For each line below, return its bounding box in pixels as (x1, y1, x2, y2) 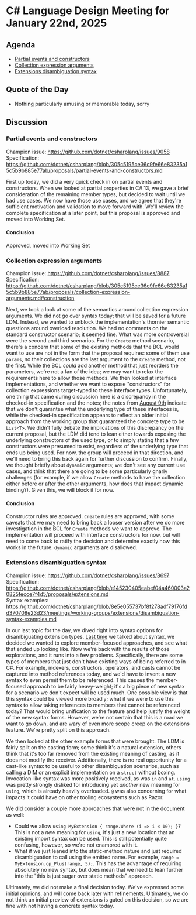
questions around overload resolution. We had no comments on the (6, 325, 168, 331)
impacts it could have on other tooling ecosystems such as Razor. (6, 793, 164, 800)
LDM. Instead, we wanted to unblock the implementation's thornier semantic (6, 318, 190, 325)
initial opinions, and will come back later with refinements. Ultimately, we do (6, 890, 188, 897)
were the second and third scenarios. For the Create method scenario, (6, 337, 175, 344)
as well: (6, 811, 24, 818)
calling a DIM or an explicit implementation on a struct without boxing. (6, 769, 176, 776)
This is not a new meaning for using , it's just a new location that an (14, 828, 175, 835)
